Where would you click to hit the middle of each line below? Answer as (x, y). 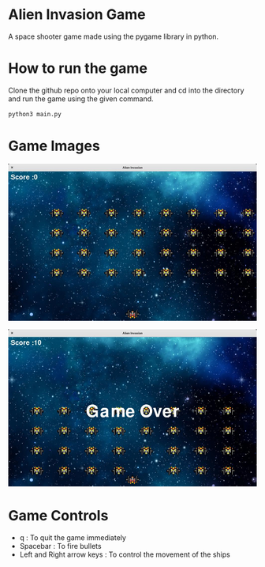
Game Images (54, 146)
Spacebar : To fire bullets (60, 546)
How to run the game (78, 68)
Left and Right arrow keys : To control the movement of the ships (125, 554)
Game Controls (58, 515)
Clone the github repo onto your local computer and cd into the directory (126, 90)
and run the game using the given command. (81, 98)
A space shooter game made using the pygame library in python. (114, 36)
